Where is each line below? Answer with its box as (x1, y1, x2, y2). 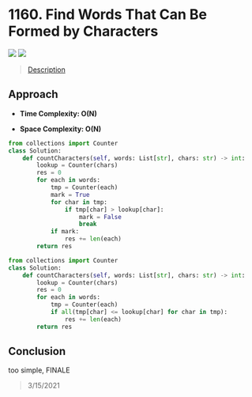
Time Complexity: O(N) (19, 108, 97, 118)
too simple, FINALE (8, 365, 70, 375)
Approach (8, 88, 58, 101)
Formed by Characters (8, 22, 159, 40)
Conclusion (8, 345, 66, 358)
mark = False (78, 213, 122, 221)
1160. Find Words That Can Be (8, 6, 208, 24)
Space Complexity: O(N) (19, 124, 102, 134)
